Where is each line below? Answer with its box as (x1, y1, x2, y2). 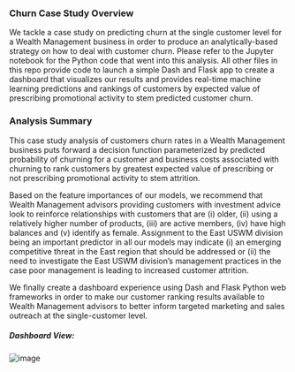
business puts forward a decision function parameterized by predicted (9, 144, 266, 155)
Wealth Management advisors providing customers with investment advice (9, 199, 281, 209)
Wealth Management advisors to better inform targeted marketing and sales (9, 300, 285, 311)
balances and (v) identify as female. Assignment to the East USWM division (9, 227, 284, 238)
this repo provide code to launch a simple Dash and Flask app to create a (9, 65, 276, 75)
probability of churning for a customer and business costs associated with (9, 154, 280, 164)
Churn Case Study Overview (9, 7, 134, 19)
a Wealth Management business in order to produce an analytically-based (9, 36, 278, 47)
